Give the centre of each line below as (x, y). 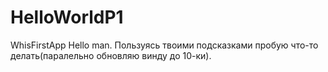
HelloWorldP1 (67, 17)
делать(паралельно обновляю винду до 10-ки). (111, 55)
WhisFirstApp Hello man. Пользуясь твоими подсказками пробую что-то (164, 45)
